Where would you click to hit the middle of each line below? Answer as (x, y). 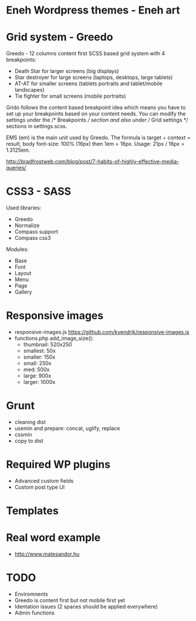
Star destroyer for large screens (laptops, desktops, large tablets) (94, 78)
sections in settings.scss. (37, 126)
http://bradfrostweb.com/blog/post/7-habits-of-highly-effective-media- (93, 162)
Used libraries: (24, 208)
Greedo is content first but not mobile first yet (70, 600)
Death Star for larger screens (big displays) (67, 71)
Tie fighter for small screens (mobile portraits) (70, 96)
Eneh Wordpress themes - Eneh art (93, 10)
